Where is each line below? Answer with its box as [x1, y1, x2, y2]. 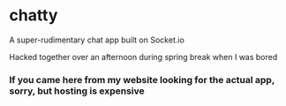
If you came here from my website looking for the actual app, [9, 73, 275, 86]
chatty [9, 5, 58, 26]
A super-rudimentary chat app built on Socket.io [9, 34, 185, 45]
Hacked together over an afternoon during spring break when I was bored [9, 51, 278, 62]
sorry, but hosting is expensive [9, 85, 145, 97]
